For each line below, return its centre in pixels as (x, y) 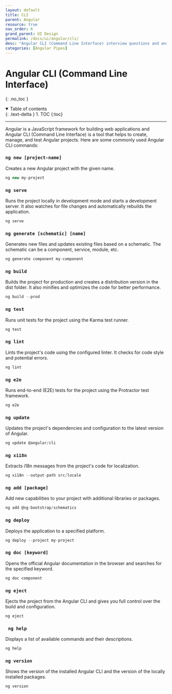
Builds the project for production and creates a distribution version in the (82, 282)
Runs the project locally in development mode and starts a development (81, 201)
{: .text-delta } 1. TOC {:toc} (34, 114)
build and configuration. (30, 606)
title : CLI (17, 15)
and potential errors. (27, 358)
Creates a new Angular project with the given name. (60, 168)
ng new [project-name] (34, 158)
